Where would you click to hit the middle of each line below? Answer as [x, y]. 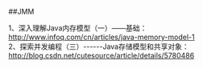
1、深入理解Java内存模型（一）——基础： [78, 28]
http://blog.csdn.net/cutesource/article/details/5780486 [101, 56]
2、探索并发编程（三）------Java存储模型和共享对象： [99, 46]
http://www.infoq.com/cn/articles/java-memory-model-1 [101, 37]
